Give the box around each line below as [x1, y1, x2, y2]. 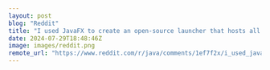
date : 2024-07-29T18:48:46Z [8, 34, 103, 43]
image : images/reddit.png [8, 42, 95, 50]
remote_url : [8, 49, 48, 57]
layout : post [8, 11, 52, 20]
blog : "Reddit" [8, 19, 59, 27]
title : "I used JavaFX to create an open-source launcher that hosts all [8, 27, 261, 35]
